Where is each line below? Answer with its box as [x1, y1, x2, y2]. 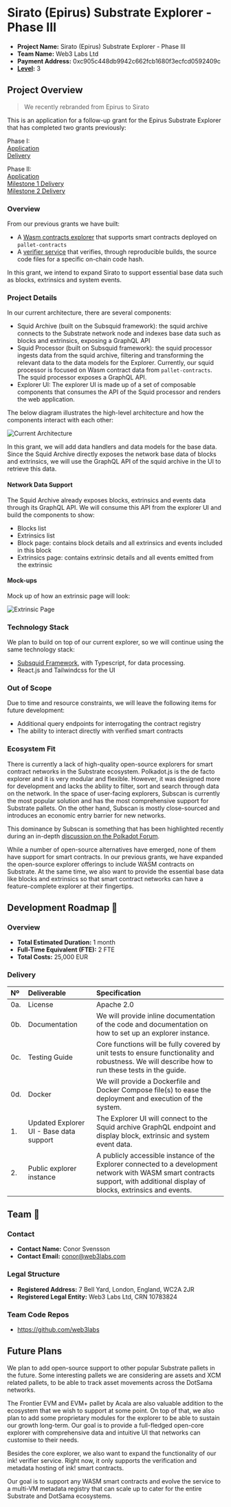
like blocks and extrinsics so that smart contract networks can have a [7, 874, 204, 883]
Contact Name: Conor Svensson [16, 1245, 110, 1253]
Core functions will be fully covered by [96, 1039, 221, 1049]
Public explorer [27, 1163, 77, 1173]
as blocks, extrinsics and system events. [7, 276, 122, 284]
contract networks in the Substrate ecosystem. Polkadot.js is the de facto [7, 767, 215, 776]
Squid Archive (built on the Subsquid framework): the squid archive [16, 322, 208, 331]
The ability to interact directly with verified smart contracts [16, 727, 184, 736]
